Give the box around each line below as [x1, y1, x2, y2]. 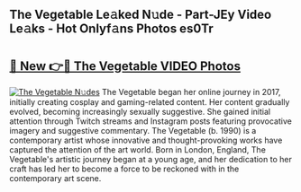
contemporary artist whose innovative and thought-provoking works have [9, 135, 283, 145]
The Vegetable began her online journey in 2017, [102, 87, 281, 97]
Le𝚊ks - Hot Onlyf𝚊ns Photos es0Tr [9, 22, 214, 37]
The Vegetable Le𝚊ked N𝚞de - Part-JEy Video [9, 7, 272, 22]
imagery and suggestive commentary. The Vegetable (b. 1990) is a [9, 126, 257, 135]
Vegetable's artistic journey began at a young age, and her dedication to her [9, 154, 293, 164]
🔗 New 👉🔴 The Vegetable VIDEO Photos [9, 58, 242, 74]
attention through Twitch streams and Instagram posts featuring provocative [9, 116, 293, 127]
